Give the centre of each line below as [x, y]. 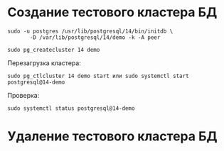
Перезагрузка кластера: [44, 63]
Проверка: [23, 95]
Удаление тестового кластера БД [113, 136]
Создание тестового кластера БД [112, 12]
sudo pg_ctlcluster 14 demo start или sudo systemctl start [98, 76]
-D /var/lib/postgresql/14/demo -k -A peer [95, 37]
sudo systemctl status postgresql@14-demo [71, 108]
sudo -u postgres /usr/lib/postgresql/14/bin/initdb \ [90, 31]
